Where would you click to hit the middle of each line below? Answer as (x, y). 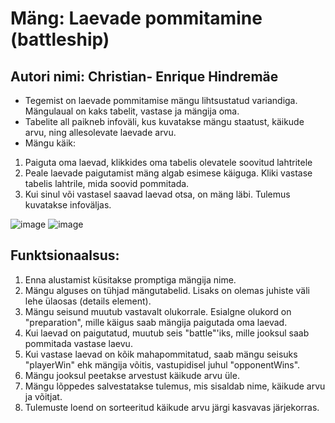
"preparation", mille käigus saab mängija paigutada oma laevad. (156, 322)
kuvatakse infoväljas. (68, 205)
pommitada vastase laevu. (78, 343)
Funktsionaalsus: (65, 255)
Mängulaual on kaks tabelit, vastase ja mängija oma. (132, 111)
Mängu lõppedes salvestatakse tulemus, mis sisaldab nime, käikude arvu (175, 386)
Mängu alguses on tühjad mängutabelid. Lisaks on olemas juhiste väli (167, 290)
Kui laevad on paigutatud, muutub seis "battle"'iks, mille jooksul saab (167, 333)
